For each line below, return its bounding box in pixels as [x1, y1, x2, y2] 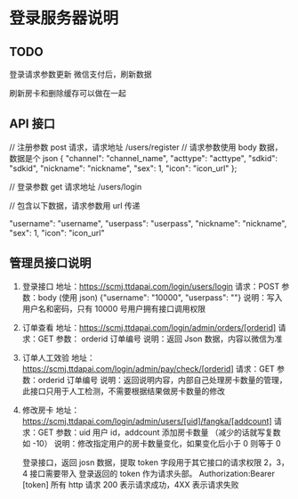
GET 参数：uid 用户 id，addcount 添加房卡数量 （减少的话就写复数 [37, 427, 282, 438]
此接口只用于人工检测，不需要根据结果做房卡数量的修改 [21, 385, 225, 397]
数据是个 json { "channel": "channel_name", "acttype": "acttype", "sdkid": [9, 152, 278, 163]
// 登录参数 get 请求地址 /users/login [9, 181, 142, 192]
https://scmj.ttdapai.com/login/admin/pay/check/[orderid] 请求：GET [21, 363, 276, 374]
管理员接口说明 [9, 256, 92, 271]
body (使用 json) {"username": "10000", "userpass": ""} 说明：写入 [37, 291, 283, 303]
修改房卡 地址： [21, 405, 80, 415]
